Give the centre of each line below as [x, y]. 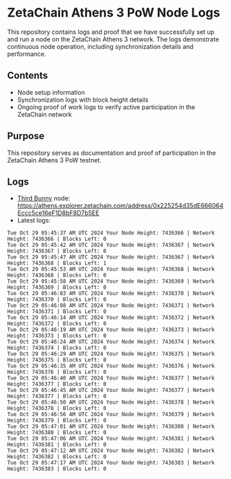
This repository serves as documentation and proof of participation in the [112, 153]
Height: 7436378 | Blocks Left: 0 [57, 408]
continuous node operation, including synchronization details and [100, 46]
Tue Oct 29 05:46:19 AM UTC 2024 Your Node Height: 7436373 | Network [111, 330]
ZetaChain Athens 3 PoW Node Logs [114, 13]
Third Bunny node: [44, 198]
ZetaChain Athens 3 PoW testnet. [54, 160]
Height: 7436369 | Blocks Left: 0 [57, 288]
